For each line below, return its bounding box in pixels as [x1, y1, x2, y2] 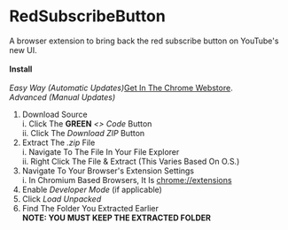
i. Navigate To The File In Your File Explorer [21, 146, 180, 157]
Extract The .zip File [21, 137, 96, 148]
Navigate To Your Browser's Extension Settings [21, 165, 195, 176]
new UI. [9, 44, 37, 55]
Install [9, 64, 33, 74]
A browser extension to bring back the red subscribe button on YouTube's [9, 35, 279, 46]
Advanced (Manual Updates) [9, 91, 116, 103]
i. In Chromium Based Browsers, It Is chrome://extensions [21, 174, 232, 185]
